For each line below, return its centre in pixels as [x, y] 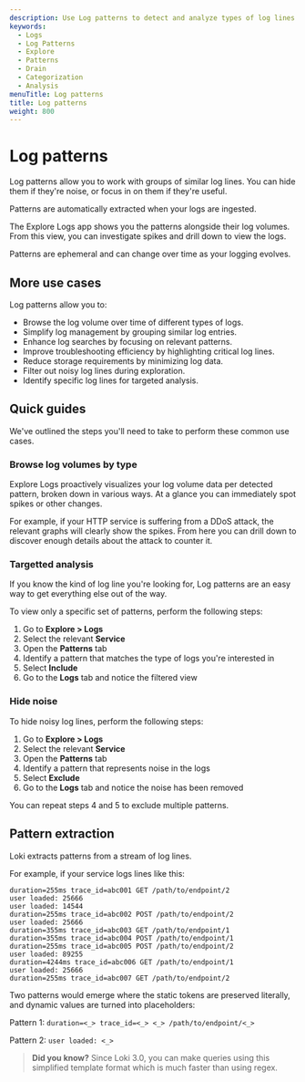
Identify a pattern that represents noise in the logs [117, 768]
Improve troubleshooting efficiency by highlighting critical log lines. [148, 351]
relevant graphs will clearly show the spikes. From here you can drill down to [153, 531]
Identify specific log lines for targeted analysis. [110, 380]
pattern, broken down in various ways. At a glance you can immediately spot [153, 494]
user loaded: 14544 [46, 906]
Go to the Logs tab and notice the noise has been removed [133, 787]
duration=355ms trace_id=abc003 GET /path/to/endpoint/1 [120, 930]
